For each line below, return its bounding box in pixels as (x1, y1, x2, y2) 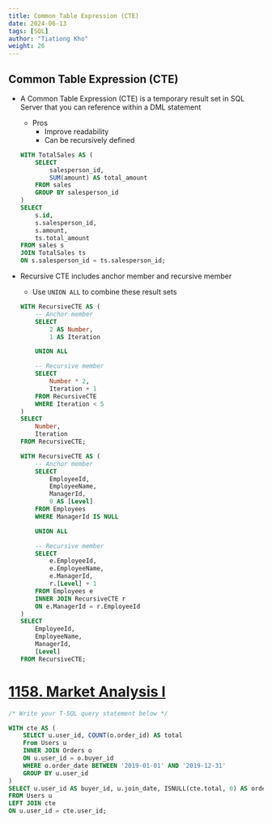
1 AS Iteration (49, 333, 101, 341)
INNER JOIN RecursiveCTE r (35, 594, 126, 603)
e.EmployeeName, (49, 565, 104, 573)
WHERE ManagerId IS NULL (35, 512, 119, 520)
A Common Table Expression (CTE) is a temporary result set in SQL (19, 93, 245, 103)
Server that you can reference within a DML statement (19, 102, 202, 112)
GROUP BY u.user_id (23, 769, 89, 778)
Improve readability (44, 127, 109, 136)
